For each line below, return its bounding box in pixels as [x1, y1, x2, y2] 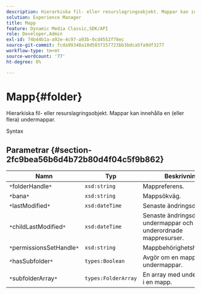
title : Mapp [6, 20, 36, 26]
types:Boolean [84, 258, 125, 265]
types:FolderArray [84, 275, 138, 282]
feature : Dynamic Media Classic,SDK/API [6, 25, 109, 32]
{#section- [50, 145, 92, 155]
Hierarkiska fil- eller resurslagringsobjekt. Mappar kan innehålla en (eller [6, 110, 184, 117]
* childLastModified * [9, 223, 66, 231]
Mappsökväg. [142, 192, 181, 201]
